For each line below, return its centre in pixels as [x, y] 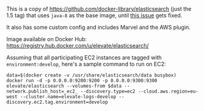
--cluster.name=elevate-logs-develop [68, 97]
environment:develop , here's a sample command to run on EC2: [86, 64]
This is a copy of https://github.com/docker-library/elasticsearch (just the [99, 9]
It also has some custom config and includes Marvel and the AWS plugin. [99, 27]
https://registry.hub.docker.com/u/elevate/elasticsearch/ [77, 46]
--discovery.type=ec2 [108, 91]
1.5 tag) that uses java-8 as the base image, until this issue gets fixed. [94, 15]
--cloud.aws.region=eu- [168, 91]
